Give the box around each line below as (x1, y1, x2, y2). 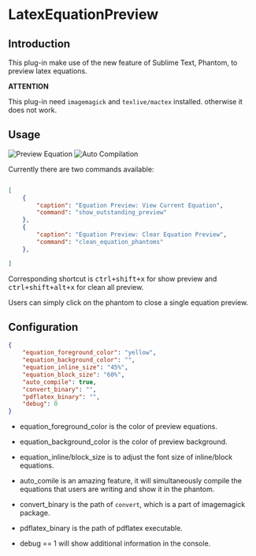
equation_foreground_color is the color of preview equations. (19, 422, 218, 431)
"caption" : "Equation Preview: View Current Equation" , (36, 201, 224, 209)
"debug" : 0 (22, 400, 58, 408)
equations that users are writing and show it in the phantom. (19, 484, 215, 494)
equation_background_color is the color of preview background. (19, 437, 228, 447)
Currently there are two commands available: (8, 164, 154, 174)
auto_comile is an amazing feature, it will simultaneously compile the (19, 476, 243, 486)
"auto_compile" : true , (22, 378, 97, 386)
